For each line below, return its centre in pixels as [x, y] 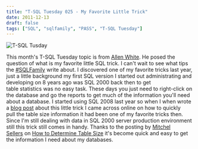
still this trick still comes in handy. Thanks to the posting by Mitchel [89, 127]
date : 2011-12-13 [28, 17]
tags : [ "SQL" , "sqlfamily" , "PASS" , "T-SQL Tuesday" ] [75, 28]
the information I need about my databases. [60, 140]
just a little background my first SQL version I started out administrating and [99, 76]
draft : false [22, 23]
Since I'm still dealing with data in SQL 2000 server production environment [99, 121]
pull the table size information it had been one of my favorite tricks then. [95, 114]
